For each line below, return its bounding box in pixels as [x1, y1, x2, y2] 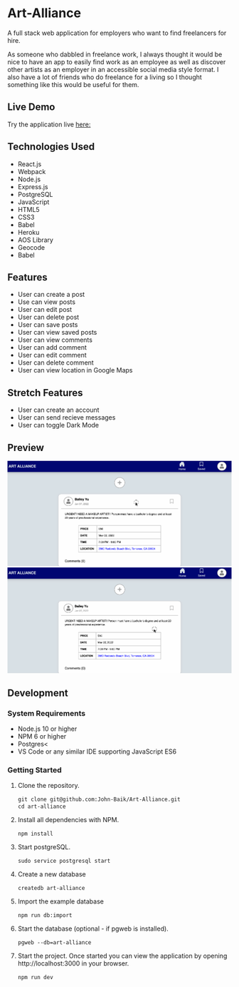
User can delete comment [17, 358, 94, 367]
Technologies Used [7, 141, 95, 153]
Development [7, 687, 69, 699]
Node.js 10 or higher [17, 724, 78, 733]
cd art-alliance [17, 803, 66, 811]
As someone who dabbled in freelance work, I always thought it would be [7, 50, 223, 59]
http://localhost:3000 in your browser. [17, 959, 129, 968]
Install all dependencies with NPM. [17, 816, 119, 824]
